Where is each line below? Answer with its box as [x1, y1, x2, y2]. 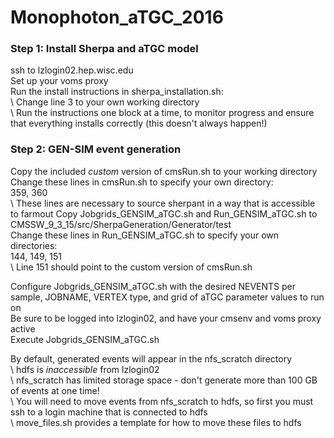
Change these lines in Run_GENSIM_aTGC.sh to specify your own [10, 229, 280, 241]
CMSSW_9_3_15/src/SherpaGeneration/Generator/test [10, 218, 232, 230]
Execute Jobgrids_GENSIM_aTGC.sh [10, 333, 160, 345]
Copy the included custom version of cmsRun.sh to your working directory [10, 165, 318, 177]
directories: [10, 239, 58, 251]
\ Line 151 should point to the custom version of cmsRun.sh [10, 261, 253, 273]
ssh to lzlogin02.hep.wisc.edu [10, 64, 134, 76]
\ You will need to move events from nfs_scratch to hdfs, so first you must [10, 395, 314, 407]
